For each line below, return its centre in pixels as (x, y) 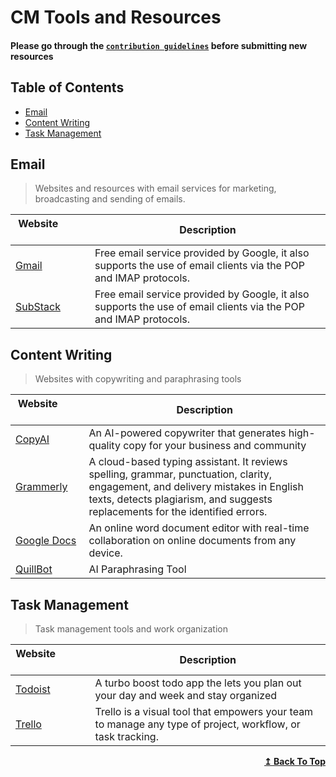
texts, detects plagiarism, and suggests (180, 499)
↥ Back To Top (295, 762)
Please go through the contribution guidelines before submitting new (159, 45)
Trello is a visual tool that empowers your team (204, 712)
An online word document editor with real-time (199, 528)
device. (105, 553)
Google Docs (46, 541)
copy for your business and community (215, 446)
